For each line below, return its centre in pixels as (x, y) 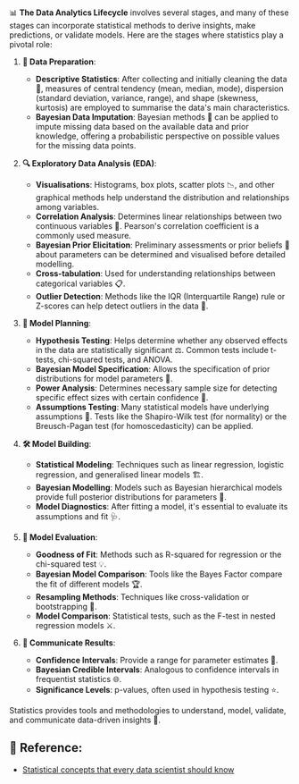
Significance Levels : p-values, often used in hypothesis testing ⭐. (157, 690)
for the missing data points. (86, 145)
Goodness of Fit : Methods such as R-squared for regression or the (158, 554)
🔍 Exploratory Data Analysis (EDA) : (89, 163)
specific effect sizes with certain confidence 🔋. (122, 397)
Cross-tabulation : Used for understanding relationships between (155, 274)
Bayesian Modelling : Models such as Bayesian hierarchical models (159, 487)
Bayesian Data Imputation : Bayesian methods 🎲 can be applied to (157, 117)
